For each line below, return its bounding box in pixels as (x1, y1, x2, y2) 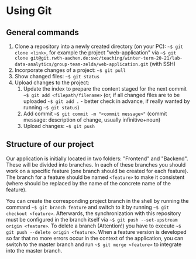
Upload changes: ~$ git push (23, 123, 95, 129)
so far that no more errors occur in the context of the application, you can (6, 234, 184, 241)
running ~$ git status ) (23, 104, 80, 110)
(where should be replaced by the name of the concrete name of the (6, 179, 171, 187)
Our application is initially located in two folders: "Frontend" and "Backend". (6, 155, 188, 162)
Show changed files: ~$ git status (14, 73, 99, 80)
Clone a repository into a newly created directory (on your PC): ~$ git (14, 43, 184, 50)
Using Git (6, 4, 52, 18)
